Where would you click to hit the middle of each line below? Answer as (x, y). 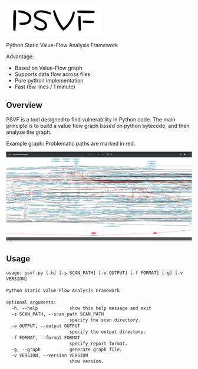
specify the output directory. (108, 332)
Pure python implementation (49, 80)
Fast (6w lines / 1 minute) (45, 87)
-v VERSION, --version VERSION (50, 355)
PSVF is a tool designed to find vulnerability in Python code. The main (91, 119)
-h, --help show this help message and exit (81, 308)
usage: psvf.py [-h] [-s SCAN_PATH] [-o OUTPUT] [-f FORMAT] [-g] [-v (95, 273)
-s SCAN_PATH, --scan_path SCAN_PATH (58, 314)
